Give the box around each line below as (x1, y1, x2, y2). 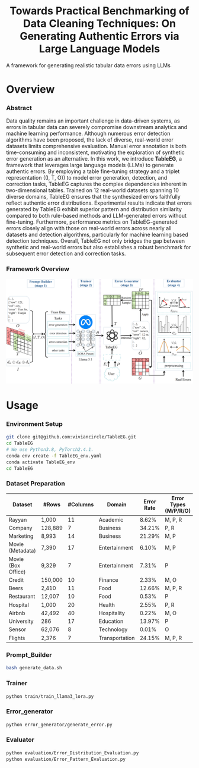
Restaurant (8, 593, 36, 600)
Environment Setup (6, 419, 63, 428)
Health (98, 601, 115, 608)
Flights (8, 634, 25, 641)
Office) (8, 568, 26, 575)
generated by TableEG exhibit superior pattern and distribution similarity (6, 206, 182, 213)
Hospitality (98, 609, 126, 616)
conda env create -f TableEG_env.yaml (6, 453, 102, 459)
